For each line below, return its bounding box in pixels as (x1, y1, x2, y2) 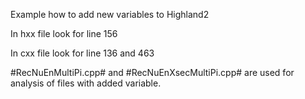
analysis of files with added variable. (10, 77, 162, 89)
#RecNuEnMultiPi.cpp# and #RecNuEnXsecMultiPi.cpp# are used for (10, 67, 295, 78)
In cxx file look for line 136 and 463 (10, 47, 155, 59)
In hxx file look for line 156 (10, 28, 118, 39)
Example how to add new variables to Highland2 (10, 9, 210, 20)
